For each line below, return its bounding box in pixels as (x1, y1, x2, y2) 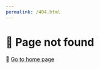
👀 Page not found (5, 35, 95, 49)
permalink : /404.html (5, 9, 61, 15)
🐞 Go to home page (5, 56, 55, 63)
